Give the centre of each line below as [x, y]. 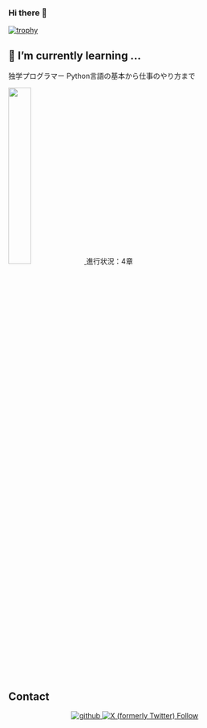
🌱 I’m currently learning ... [75, 55]
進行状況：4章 [110, 261]
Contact [29, 696]
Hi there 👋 [28, 13]
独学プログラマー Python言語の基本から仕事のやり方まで [102, 76]
